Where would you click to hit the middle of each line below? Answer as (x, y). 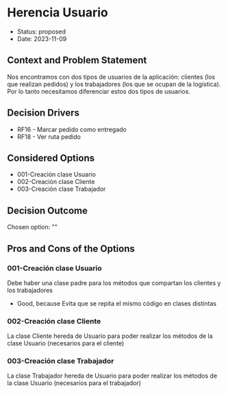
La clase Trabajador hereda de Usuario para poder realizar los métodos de (112, 376)
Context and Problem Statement (77, 61)
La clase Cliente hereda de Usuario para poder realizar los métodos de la (110, 336)
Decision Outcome (47, 210)
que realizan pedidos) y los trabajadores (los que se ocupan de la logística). (114, 84)
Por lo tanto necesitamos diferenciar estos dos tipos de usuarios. (99, 91)
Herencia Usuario (58, 13)
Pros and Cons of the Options (71, 249)
